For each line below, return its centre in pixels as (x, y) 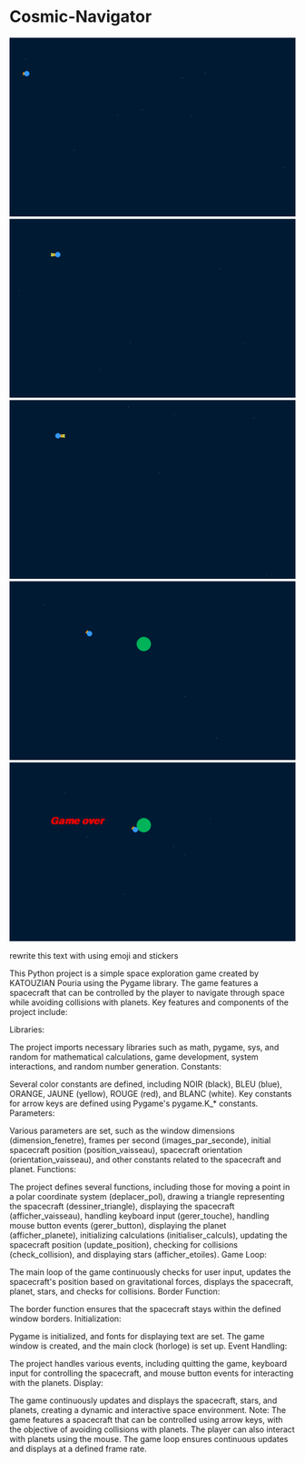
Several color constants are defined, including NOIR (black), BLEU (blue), (146, 1084)
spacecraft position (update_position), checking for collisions (124, 1244)
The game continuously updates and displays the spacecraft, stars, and (143, 1400)
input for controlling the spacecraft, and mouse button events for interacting (152, 1373)
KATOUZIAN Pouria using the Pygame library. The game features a (134, 982)
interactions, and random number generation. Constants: (116, 1066)
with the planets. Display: (57, 1382)
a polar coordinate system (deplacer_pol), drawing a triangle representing (147, 1196)
